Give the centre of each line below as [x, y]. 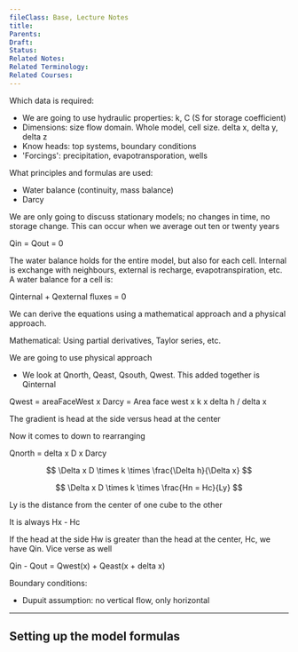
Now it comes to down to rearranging [77, 435]
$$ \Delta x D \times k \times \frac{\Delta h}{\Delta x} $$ [149, 470]
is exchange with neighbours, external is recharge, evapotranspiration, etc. [146, 270]
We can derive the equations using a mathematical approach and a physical [148, 314]
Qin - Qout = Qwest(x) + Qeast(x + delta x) [87, 566]
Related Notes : [37, 59]
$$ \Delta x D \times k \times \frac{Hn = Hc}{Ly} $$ [149, 487]
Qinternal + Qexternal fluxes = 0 [68, 296]
